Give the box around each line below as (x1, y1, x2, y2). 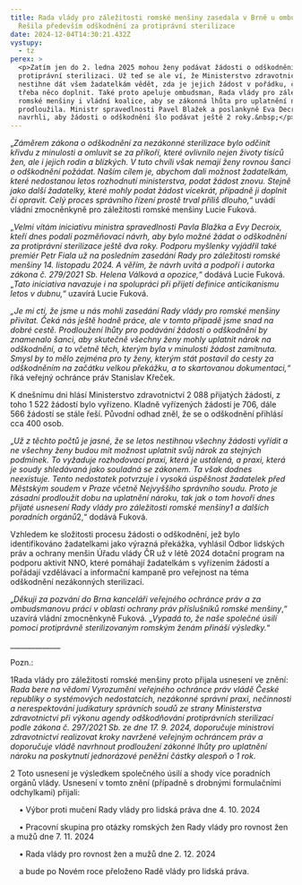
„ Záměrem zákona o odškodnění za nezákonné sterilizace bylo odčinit (10, 138, 271, 149)
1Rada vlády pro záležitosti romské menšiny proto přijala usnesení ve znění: (10, 674, 289, 685)
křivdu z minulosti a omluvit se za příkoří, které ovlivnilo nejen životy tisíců (10, 147, 285, 158)
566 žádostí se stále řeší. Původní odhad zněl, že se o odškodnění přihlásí (10, 408, 283, 419)
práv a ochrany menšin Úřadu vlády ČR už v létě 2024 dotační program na (10, 548, 285, 559)
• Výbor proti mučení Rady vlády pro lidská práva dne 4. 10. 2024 (18, 804, 261, 815)
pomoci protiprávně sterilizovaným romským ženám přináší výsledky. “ (10, 623, 271, 633)
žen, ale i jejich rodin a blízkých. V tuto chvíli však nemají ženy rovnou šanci (10, 157, 291, 168)
